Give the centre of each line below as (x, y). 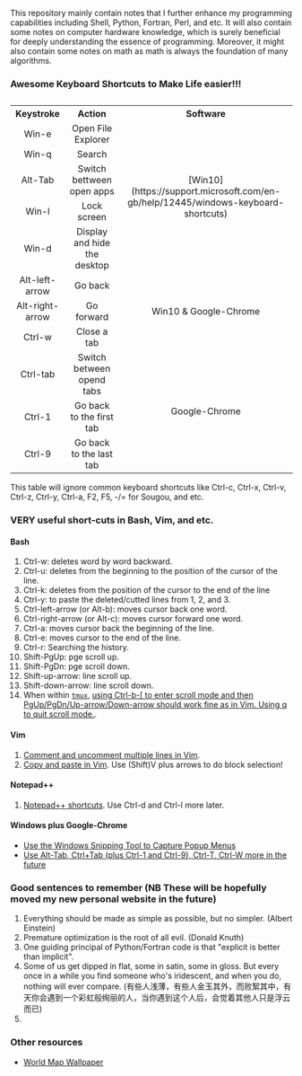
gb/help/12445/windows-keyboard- (206, 203)
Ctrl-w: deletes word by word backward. (98, 561)
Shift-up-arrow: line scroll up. (78, 676)
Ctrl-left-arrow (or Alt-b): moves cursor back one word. (125, 609)
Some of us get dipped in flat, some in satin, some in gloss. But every (151, 966)
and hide (92, 243)
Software (206, 114)
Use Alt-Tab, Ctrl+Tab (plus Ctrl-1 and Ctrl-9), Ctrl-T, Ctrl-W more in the (155, 855)
